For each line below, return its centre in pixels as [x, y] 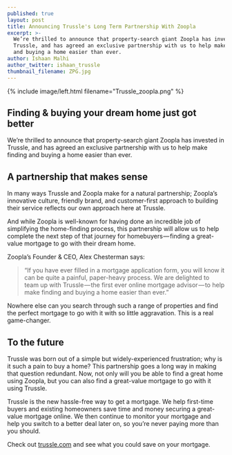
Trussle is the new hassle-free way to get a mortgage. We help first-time [110, 401]
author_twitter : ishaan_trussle [54, 65]
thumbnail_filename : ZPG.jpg [49, 71]
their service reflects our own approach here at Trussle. [86, 208]
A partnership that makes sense [78, 177]
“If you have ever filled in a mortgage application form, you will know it [124, 270]
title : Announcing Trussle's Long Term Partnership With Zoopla [101, 26]
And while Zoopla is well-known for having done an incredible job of [104, 221]
